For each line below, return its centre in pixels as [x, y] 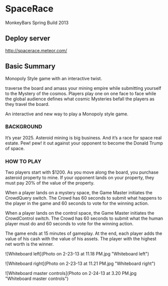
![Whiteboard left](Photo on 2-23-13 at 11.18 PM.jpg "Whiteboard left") [77, 254]
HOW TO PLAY [23, 161]
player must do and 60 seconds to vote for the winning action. [69, 224]
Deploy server [28, 38]
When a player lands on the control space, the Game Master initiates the [80, 213]
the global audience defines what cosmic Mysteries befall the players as [80, 99]
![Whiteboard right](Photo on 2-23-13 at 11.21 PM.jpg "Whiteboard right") [80, 263]
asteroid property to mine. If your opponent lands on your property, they [80, 178]
